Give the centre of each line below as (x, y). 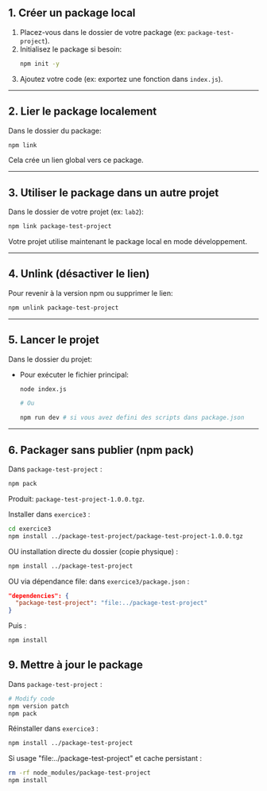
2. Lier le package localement (83, 112)
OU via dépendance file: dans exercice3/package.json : (99, 581)
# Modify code (32, 699)
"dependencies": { (39, 595)
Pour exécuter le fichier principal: (74, 374)
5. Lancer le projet (54, 340)
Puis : (17, 626)
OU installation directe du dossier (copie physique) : (93, 551)
